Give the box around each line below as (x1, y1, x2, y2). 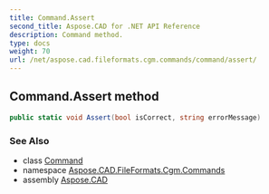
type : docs (9, 38, 51, 48)
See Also (9, 134, 50, 147)
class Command (22, 155, 83, 166)
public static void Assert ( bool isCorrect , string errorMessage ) (9, 112, 261, 122)
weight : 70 (9, 47, 51, 56)
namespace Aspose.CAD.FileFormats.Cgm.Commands (22, 164, 226, 175)
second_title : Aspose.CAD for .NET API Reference (9, 22, 201, 31)
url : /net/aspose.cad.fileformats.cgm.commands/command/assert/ (9, 55, 257, 64)
